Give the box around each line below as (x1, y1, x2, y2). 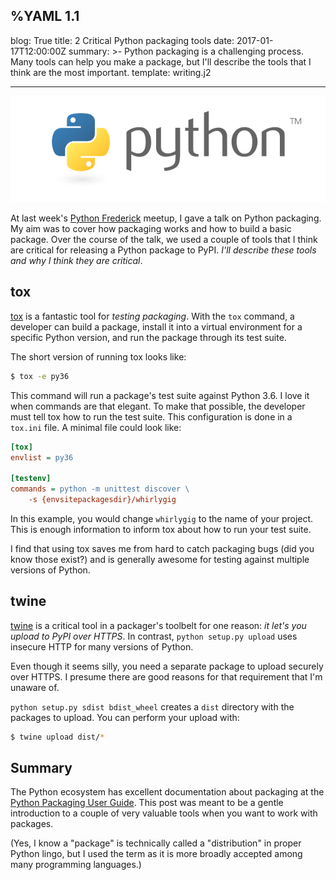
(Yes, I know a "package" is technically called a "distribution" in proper (10, 837, 302, 849)
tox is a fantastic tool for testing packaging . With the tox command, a (10, 310, 295, 322)
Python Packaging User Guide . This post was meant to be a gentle (10, 797, 284, 809)
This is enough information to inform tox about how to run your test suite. (10, 523, 312, 535)
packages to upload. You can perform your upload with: (10, 711, 240, 723)
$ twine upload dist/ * (10, 732, 105, 742)
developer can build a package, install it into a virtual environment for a (10, 320, 303, 333)
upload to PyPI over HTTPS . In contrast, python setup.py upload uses (10, 630, 298, 642)
